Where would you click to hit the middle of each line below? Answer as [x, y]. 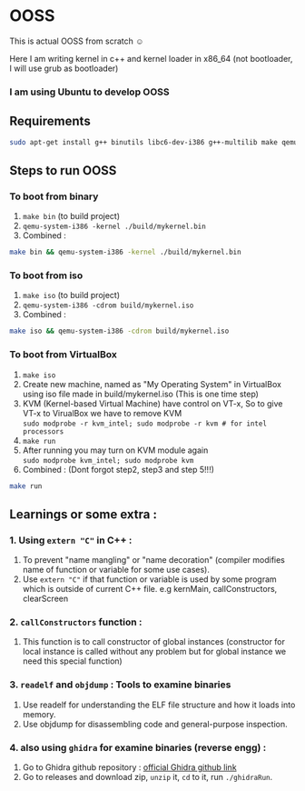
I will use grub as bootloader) [64, 68]
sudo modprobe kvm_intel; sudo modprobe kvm [108, 460]
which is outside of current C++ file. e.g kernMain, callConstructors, [150, 589]
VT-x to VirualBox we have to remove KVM [102, 413]
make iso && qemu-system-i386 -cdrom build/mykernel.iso [119, 331]
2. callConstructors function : [76, 622]
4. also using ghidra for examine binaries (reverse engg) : [138, 747]
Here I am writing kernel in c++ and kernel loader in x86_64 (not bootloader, [151, 58]
